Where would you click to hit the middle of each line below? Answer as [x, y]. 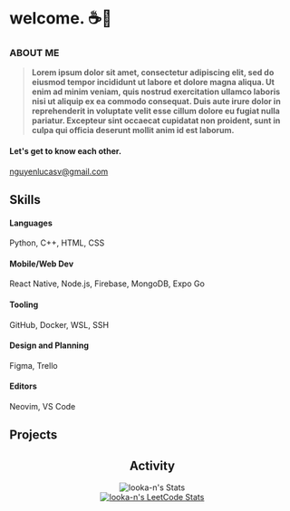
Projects [34, 435]
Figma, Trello [34, 365]
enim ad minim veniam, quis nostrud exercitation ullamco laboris [156, 92]
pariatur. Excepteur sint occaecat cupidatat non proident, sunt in [156, 121]
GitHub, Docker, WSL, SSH [59, 324]
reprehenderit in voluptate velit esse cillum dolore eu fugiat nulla [156, 111]
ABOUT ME [34, 53]
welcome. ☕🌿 [61, 19]
